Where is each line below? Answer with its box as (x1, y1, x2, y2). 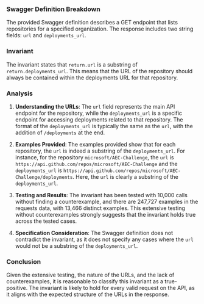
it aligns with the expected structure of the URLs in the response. (6, 291, 169, 298)
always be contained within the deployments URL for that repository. (6, 74, 178, 81)
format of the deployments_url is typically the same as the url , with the (15, 122, 193, 129)
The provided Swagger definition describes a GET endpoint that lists (6, 19, 178, 26)
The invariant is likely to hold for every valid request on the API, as (29, 284, 195, 292)
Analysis (6, 89, 33, 98)
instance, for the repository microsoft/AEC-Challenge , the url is (15, 153, 174, 161)
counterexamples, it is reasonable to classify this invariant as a (6, 278, 163, 285)
